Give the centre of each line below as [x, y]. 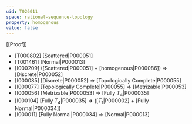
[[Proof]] [17, 44]
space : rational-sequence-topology [50, 17]
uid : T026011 [22, 11]
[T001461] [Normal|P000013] [50, 62]
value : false [22, 28]
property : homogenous [33, 22]
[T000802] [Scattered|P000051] [54, 56]
